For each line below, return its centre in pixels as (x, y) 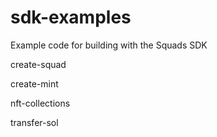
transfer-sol (34, 122)
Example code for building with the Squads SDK (109, 45)
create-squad (38, 64)
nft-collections (40, 103)
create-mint (34, 83)
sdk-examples (71, 17)
